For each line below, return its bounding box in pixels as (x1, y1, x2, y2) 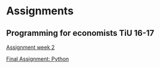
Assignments (6, 4, 74, 18)
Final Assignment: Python (6, 55, 69, 62)
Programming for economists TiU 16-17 (6, 28, 155, 38)
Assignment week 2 (6, 44, 55, 51)
